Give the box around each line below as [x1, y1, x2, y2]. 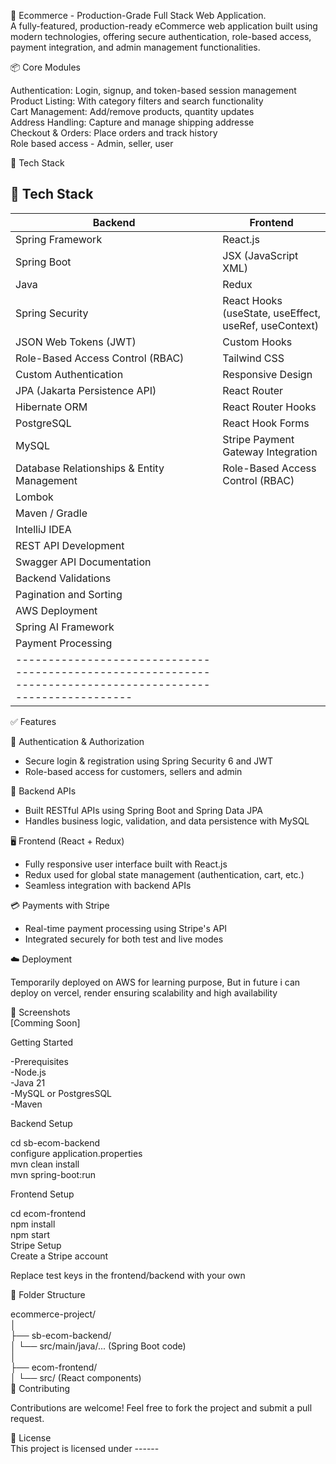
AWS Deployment [15, 603, 98, 617]
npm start [10, 1228, 51, 1240]
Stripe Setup [10, 1239, 62, 1251]
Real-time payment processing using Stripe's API [24, 922, 228, 934]
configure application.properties [10, 1147, 143, 1159]
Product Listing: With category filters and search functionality [10, 95, 264, 107]
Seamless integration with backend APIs [24, 879, 192, 891]
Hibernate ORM [15, 400, 88, 414]
